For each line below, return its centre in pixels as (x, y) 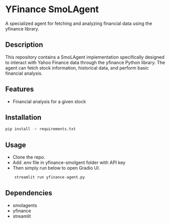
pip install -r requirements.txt (41, 129)
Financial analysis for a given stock (49, 101)
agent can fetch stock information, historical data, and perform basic (77, 68)
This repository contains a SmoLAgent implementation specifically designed (85, 57)
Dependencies (29, 193)
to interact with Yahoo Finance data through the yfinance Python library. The (85, 62)
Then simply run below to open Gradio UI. (56, 168)
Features (20, 89)
